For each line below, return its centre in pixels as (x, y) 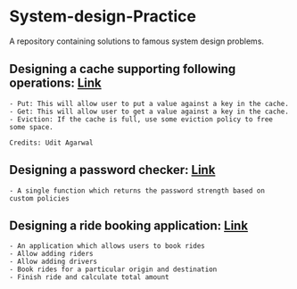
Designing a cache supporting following (123, 69)
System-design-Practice (103, 17)
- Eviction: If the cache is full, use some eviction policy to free (141, 119)
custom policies (39, 198)
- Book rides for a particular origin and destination (113, 269)
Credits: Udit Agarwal (51, 143)
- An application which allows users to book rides (107, 246)
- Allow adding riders (51, 254)
